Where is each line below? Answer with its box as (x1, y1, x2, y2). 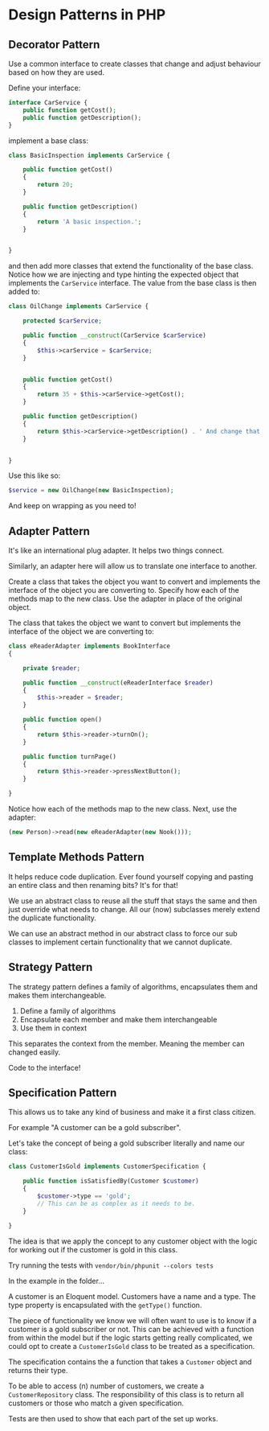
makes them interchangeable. (8, 990, 107, 1000)
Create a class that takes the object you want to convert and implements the (8, 577, 261, 586)
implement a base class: (8, 135, 88, 146)
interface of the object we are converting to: (8, 627, 154, 636)
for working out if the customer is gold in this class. (8, 1244, 178, 1254)
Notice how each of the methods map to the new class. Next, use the (8, 804, 237, 814)
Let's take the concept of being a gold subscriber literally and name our (8, 1138, 245, 1148)
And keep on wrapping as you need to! (8, 501, 137, 511)
